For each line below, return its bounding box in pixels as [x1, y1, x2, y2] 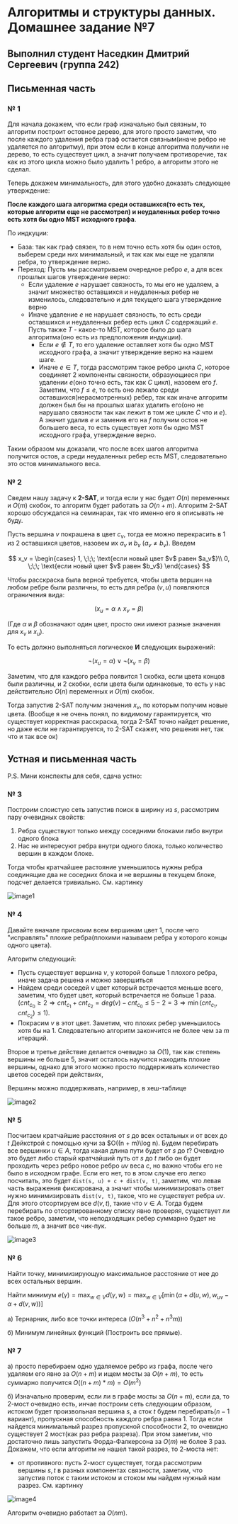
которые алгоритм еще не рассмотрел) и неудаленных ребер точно [7, 208, 220, 216]
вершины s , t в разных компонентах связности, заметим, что [17, 1466, 203, 1474]
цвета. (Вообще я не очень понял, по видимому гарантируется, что [7, 710, 212, 718]
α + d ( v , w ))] [7, 1299, 44, 1308]
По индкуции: [7, 229, 49, 237]
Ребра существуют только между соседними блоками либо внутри [17, 827, 223, 835]
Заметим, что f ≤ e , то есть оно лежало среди [38, 385, 179, 394]
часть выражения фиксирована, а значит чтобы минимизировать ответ [7, 1184, 225, 1192]
